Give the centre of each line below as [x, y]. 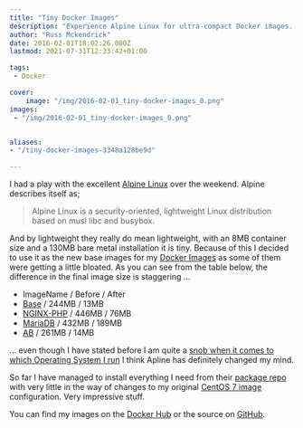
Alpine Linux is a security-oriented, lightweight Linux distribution [151, 211]
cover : [22, 92]
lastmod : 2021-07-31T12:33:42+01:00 [78, 52]
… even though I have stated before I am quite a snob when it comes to [142, 350]
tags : [19, 68]
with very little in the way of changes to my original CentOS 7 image [136, 387]
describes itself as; [45, 194]
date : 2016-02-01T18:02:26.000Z [70, 43]
